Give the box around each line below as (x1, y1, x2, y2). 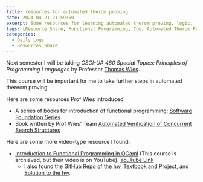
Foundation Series (14, 113, 60, 121)
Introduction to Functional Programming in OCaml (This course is (14, 149, 177, 157)
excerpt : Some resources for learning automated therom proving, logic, (6, 20, 193, 26)
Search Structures (14, 126, 60, 134)
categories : (6, 31, 36, 37)
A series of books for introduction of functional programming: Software (14, 107, 192, 114)
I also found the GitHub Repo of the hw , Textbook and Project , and (24, 163, 189, 170)
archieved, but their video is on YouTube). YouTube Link (14, 156, 154, 163)
